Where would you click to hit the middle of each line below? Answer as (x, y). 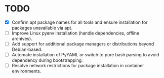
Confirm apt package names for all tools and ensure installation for (80, 22)
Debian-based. (27, 49)
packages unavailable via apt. (42, 28)
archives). (22, 39)
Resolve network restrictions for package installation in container (78, 66)
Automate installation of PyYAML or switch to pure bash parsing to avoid (85, 55)
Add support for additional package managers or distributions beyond (83, 44)
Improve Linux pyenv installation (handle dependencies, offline (76, 33)
